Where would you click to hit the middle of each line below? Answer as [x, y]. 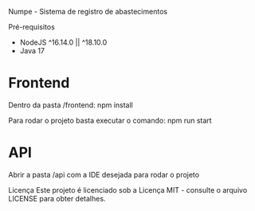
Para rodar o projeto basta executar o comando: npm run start [110, 120]
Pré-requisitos [32, 27]
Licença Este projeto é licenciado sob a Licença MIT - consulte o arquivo [128, 190]
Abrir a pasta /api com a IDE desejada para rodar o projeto [104, 174]
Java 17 [32, 51]
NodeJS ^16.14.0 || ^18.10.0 [63, 42]
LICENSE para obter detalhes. [57, 198]
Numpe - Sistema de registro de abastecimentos [88, 12]
